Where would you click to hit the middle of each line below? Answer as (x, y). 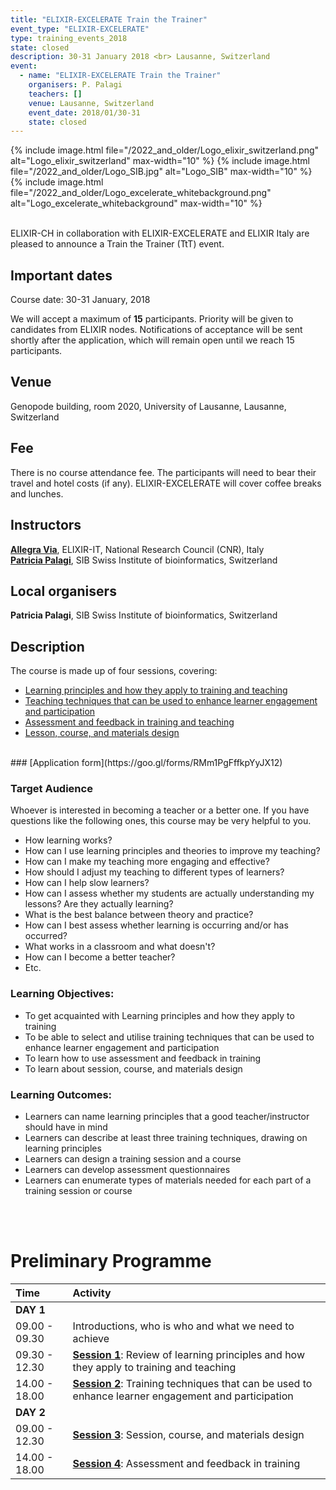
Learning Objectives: (62, 994)
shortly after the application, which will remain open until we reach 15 (152, 340)
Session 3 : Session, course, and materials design (188, 1434)
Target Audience (51, 789)
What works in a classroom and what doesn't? (120, 947)
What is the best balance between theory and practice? (139, 915)
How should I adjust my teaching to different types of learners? (154, 872)
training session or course (78, 1191)
